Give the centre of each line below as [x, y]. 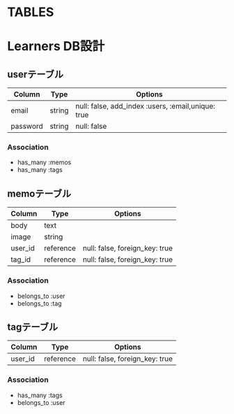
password [27, 127]
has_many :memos [44, 162]
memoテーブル [39, 193]
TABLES [31, 12]
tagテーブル [32, 327]
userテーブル [36, 74]
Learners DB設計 [56, 47]
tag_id [21, 259]
